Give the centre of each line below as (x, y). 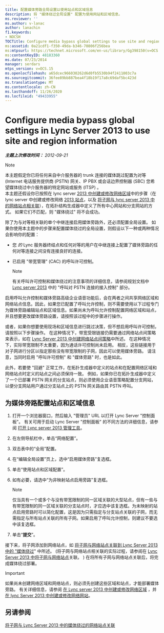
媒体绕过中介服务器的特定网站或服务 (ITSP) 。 (55, 188)
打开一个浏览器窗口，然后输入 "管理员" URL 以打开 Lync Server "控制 (82, 416)
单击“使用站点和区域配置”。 (40, 469)
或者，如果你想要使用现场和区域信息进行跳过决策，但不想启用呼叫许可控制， (82, 327)
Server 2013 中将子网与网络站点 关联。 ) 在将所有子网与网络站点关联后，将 (80, 557)
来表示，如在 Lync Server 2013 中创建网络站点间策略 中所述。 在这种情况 (78, 339)
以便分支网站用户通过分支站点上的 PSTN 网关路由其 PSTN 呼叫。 (70, 386)
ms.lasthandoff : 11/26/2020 (34, 92)
